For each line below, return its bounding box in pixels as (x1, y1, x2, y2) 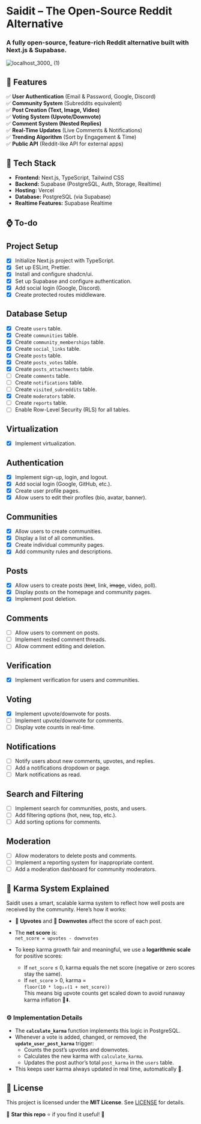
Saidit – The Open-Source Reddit (6, 4, 173, 18)
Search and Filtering (6, 789, 84, 799)
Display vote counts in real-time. (14, 724, 95, 731)
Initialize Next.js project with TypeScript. (14, 257, 115, 264)
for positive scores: (14, 952, 63, 959)
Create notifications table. (14, 379, 84, 386)
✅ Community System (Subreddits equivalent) (6, 100, 122, 107)
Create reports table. (14, 399, 68, 407)
